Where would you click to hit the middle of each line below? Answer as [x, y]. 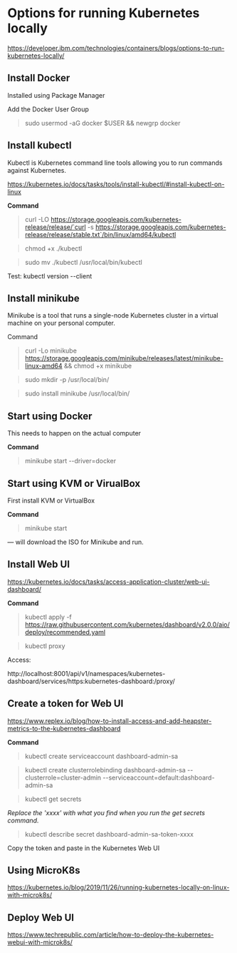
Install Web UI [38, 564]
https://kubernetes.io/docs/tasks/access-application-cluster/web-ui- [109, 581]
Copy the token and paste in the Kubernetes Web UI [84, 848]
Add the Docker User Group [48, 109]
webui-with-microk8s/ [40, 942]
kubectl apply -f [48, 617]
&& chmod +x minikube [98, 366]
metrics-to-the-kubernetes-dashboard [64, 728]
